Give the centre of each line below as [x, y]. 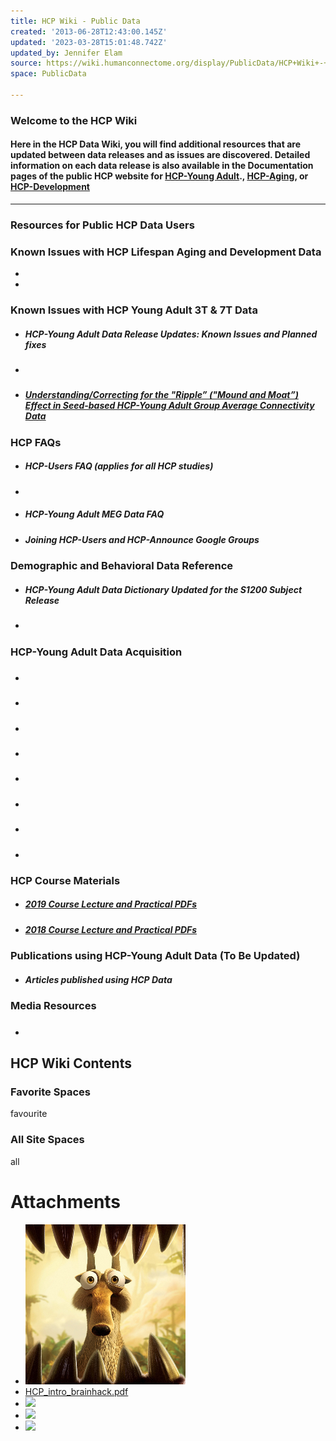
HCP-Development [50, 187]
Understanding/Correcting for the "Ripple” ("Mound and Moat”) [161, 395]
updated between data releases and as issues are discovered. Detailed [160, 155]
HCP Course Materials [65, 880]
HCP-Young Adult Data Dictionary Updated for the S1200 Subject [163, 589]
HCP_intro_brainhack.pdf [76, 1391]
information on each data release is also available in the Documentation [162, 166]
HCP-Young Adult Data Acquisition [96, 652]
